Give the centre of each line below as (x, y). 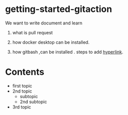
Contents (25, 72)
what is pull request (33, 32)
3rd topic (22, 107)
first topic (22, 86)
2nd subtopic (33, 102)
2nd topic (22, 91)
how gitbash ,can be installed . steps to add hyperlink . (68, 52)
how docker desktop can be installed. (51, 42)
